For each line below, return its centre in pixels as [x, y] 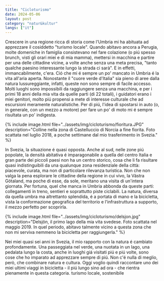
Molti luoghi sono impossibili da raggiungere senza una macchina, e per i [79, 89]
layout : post [18, 19]
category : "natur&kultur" [31, 23]
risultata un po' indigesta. [31, 115]
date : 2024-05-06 [23, 14]
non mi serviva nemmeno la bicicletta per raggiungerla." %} [65, 232]
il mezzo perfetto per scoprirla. [36, 207]
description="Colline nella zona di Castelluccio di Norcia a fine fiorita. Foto [80, 130]
